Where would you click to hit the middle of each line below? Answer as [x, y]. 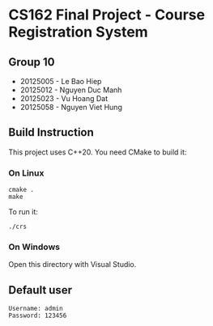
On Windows [34, 247]
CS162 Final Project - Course [106, 15]
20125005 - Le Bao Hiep [61, 81]
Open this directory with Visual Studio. [72, 265]
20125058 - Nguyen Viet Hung [71, 107]
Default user [40, 290]
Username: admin [36, 309]
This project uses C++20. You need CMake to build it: [98, 152]
